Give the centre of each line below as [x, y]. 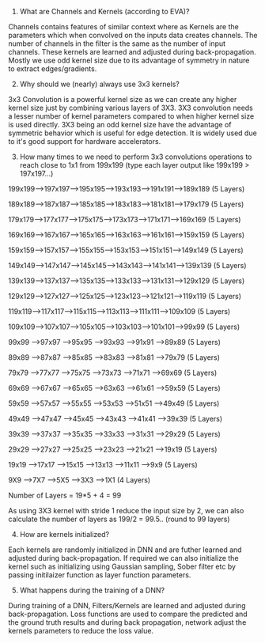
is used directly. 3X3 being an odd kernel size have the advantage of [120, 125]
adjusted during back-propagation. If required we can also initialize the [123, 558]
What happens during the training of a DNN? [92, 590]
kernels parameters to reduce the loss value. [81, 631]
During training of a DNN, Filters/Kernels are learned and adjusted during [127, 605]
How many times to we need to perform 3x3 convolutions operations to [136, 157]
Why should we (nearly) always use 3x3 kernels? [100, 84]
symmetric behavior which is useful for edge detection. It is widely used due [132, 133]
